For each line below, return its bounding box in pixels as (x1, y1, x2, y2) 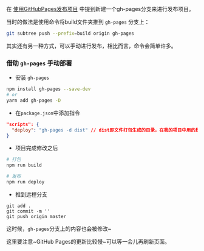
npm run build (6, 162, 42, 169)
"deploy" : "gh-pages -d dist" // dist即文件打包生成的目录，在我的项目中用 (12, 127, 191, 133)
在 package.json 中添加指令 (15, 109, 80, 116)
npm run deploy (6, 179, 45, 185)
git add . (6, 203, 32, 209)
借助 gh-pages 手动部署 (6, 58, 72, 67)
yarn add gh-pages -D (6, 97, 61, 104)
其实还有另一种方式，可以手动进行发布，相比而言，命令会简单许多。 (6, 42, 177, 49)
